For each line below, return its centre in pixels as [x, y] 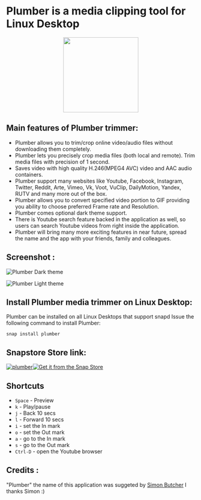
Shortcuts [25, 386]
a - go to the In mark [40, 439]
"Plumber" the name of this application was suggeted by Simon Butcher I [97, 484]
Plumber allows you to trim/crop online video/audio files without [94, 142]
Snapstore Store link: [46, 352]
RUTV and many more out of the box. [61, 194]
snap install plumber [33, 334]
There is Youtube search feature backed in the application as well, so [100, 219]
